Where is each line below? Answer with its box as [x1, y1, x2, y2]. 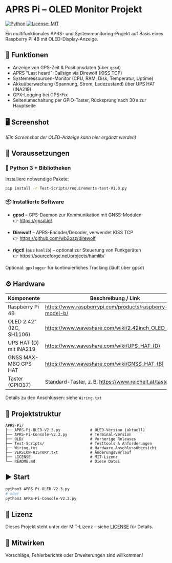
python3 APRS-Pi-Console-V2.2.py [5, 496, 77, 501]
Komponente [8, 295, 40, 302]
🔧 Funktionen [5, 51, 49, 59]
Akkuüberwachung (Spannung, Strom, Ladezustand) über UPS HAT [12, 80, 156, 87]
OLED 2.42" [8, 318, 37, 325]
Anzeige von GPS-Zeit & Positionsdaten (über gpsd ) [12, 64, 121, 70]
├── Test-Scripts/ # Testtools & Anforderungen [5, 441, 153, 446]
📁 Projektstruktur [5, 409, 61, 418]
